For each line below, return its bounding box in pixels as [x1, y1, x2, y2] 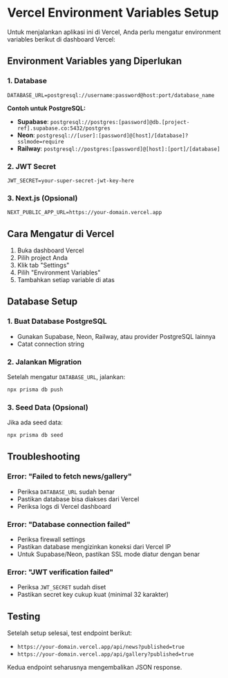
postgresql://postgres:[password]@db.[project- [50, 119, 190, 125]
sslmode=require [17, 138, 64, 145]
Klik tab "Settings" [17, 261, 70, 270]
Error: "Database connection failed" [7, 519, 131, 529]
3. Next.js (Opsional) [7, 193, 78, 202]
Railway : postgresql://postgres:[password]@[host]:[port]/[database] [17, 144, 220, 153]
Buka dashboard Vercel [17, 246, 84, 254]
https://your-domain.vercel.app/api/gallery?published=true [17, 651, 194, 658]
